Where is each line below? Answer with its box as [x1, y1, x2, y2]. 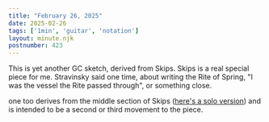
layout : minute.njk [8, 34, 74, 43]
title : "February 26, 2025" [8, 11, 103, 20]
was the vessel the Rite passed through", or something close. [8, 81, 212, 91]
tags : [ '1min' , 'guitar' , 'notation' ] [8, 26, 139, 35]
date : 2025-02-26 [8, 19, 67, 27]
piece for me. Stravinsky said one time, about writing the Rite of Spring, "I [8, 72, 253, 82]
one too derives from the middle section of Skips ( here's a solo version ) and [8, 96, 261, 106]
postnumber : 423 [8, 42, 63, 50]
